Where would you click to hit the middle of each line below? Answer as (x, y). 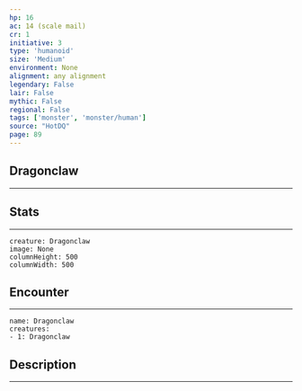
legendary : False (42, 84)
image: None (31, 249)
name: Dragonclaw (42, 321)
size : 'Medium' (38, 59)
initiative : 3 (36, 43)
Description (43, 364)
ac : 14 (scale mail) (48, 26)
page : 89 (26, 135)
